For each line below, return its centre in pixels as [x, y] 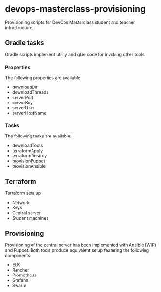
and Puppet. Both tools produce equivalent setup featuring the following [77, 250]
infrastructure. [19, 27]
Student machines [30, 218]
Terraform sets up [23, 193]
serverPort [23, 98]
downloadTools [27, 146]
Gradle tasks [25, 43]
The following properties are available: [43, 78]
